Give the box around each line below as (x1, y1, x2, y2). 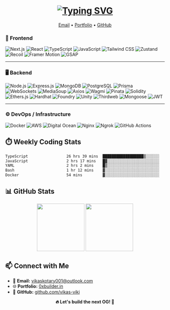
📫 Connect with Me (5, 262, 69, 270)
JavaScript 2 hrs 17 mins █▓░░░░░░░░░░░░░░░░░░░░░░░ (5, 158, 159, 163)
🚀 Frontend (5, 35, 33, 42)
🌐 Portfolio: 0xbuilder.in (12, 283, 63, 289)
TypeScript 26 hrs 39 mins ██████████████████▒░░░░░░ (5, 154, 159, 159)
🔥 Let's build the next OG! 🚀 (55, 298, 115, 304)
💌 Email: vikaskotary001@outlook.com (12, 278, 94, 284)
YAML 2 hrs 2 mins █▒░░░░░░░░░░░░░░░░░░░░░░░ (5, 163, 159, 168)
